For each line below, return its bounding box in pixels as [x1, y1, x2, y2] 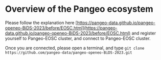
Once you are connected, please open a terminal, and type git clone [5, 45, 144, 51]
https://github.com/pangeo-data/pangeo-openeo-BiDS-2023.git [5, 50, 133, 55]
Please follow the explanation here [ [5, 20, 77, 26]
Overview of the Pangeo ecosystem [5, 3, 153, 15]
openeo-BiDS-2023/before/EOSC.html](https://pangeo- [5, 25, 117, 30]
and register [131, 30, 156, 36]
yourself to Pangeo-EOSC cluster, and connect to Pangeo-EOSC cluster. [5, 35, 151, 41]
